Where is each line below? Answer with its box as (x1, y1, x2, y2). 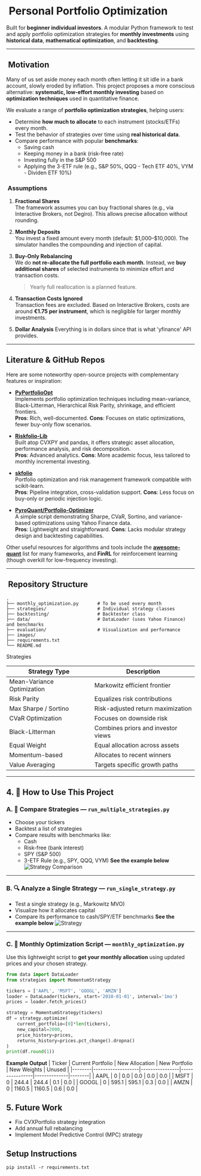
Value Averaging (9, 760, 56, 768)
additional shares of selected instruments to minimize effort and (14, 266, 175, 273)
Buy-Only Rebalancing (14, 253, 73, 260)
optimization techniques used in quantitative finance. (6, 95, 139, 102)
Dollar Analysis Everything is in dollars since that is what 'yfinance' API (14, 325, 191, 333)
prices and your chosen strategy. (6, 960, 88, 967)
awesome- (153, 544, 181, 551)
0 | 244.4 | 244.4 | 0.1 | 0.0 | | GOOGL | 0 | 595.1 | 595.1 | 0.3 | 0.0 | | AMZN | (6, 1079, 193, 1086)
